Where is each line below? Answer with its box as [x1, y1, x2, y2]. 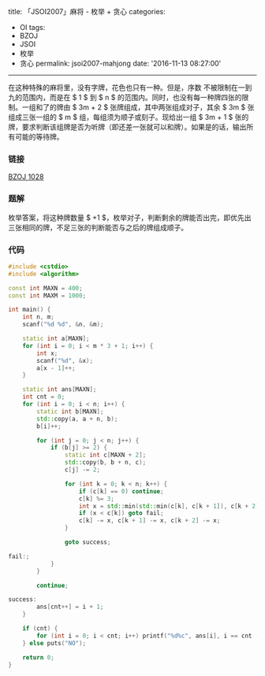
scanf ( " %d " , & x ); [36, 357, 93, 364]
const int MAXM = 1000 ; [8, 291, 87, 300]
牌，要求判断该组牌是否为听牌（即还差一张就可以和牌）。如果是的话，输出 [8, 122, 247, 132]
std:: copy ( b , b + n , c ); [64, 458, 147, 467]
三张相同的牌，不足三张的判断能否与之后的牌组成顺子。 [8, 222, 188, 232]
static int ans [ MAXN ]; [22, 386, 97, 394]
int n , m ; [22, 313, 55, 321]
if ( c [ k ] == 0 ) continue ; [78, 487, 164, 495]
